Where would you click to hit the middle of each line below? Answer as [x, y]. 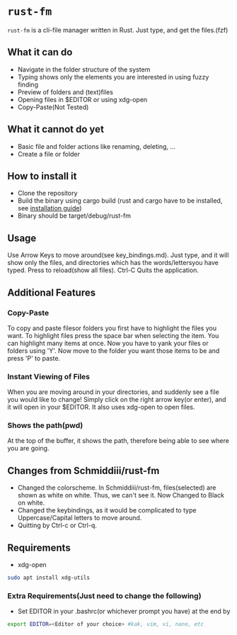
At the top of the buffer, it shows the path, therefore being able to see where [118, 441]
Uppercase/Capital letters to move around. [80, 518]
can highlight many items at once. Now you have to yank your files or [108, 343]
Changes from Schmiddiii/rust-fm [83, 470]
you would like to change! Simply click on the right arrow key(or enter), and [117, 400]
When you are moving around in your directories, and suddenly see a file [113, 392]
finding [28, 84]
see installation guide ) [50, 208]
